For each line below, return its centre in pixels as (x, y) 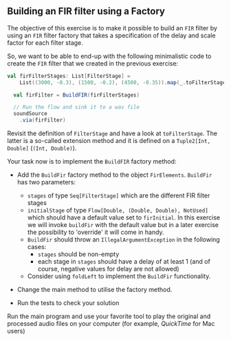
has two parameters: (46, 182)
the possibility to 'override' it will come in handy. (96, 232)
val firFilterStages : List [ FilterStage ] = (69, 76)
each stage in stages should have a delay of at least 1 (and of (124, 262)
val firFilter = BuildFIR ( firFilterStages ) (76, 95)
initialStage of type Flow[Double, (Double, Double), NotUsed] (118, 211)
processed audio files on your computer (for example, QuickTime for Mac (111, 324)
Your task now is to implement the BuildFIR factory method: (92, 162)
